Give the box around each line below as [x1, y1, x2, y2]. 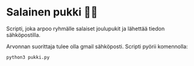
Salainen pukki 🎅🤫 [6, 5, 98, 19]
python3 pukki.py [6, 54, 50, 60]
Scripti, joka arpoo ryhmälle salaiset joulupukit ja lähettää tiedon [6, 25, 165, 32]
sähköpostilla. [6, 31, 41, 38]
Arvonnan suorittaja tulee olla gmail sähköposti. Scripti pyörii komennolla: [6, 43, 188, 50]
